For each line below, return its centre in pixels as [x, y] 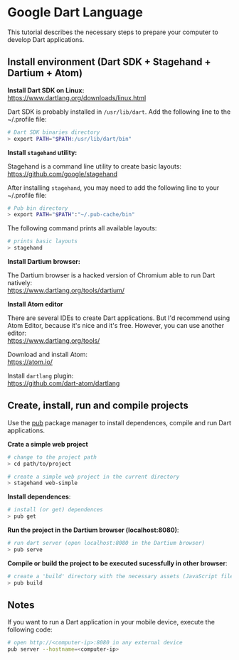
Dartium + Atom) [45, 73]
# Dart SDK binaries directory [54, 132]
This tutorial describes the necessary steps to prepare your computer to [113, 32]
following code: [30, 629]
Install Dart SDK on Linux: [46, 90]
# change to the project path [52, 457]
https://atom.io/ [30, 362]
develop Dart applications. [46, 39]
